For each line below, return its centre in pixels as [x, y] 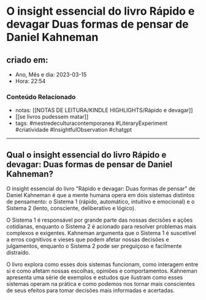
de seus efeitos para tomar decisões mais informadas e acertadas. [90, 291]
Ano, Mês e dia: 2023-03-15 [51, 74]
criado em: [27, 60]
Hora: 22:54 [30, 81]
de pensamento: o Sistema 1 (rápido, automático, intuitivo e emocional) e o [101, 202]
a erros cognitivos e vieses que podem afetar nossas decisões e [88, 239]
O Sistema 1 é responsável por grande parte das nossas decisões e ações [100, 220]
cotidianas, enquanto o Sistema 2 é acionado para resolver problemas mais [101, 227]
